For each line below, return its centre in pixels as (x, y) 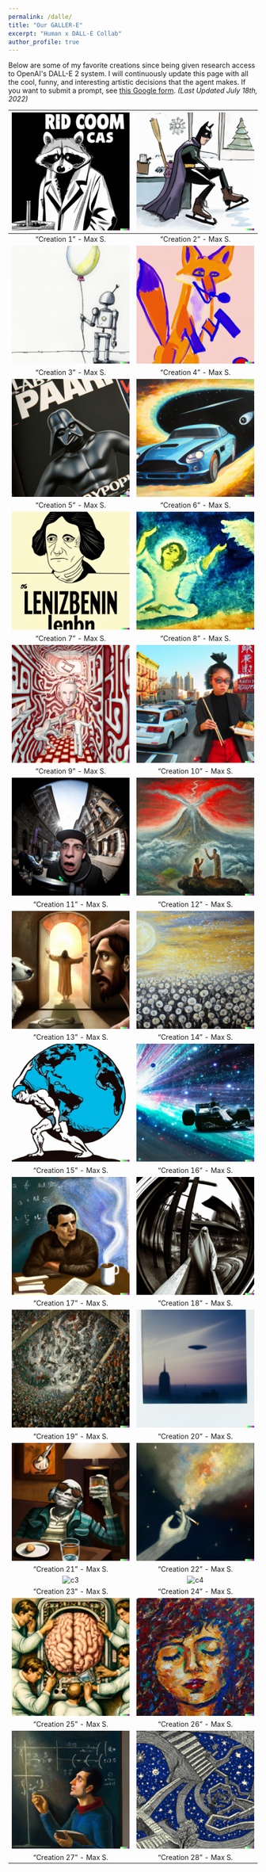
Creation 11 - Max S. (72, 904)
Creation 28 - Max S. (197, 1857)
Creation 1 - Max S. (72, 239)
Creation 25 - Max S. (72, 1724)
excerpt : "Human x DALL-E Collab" (65, 33)
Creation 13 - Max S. (72, 1037)
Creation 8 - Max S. (197, 638)
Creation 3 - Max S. (72, 372)
